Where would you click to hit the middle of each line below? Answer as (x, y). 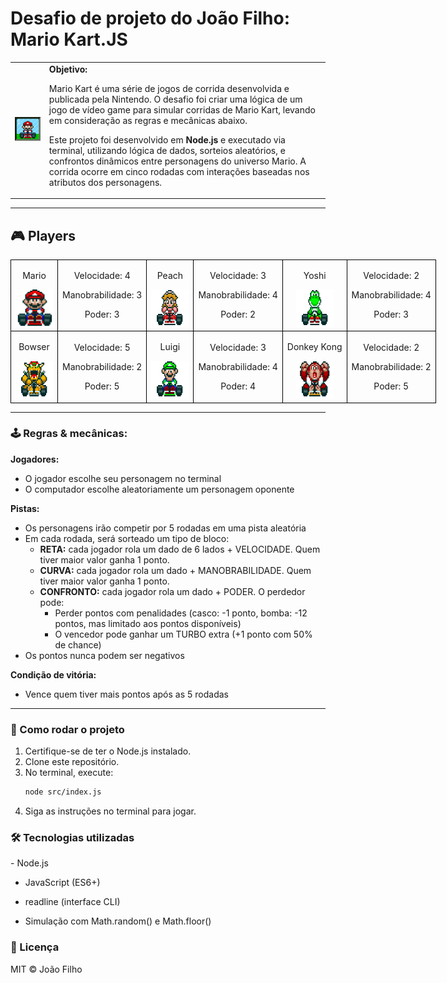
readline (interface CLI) (72, 902)
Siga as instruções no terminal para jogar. (110, 811)
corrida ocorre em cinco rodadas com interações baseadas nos (179, 171)
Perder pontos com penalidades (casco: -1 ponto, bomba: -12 (181, 613)
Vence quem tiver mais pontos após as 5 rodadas (126, 694)
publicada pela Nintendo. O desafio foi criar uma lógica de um (175, 99)
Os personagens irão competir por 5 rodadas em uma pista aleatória (165, 528)
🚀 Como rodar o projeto (67, 729)
